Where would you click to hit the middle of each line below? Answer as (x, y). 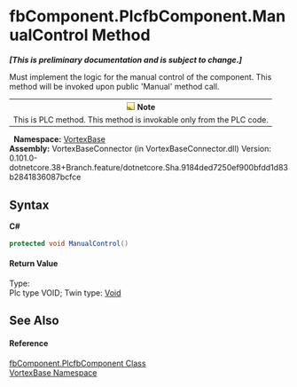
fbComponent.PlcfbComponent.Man (148, 16)
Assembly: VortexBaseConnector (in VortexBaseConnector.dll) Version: (141, 149)
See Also (34, 321)
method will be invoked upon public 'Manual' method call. (114, 86)
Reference (29, 344)
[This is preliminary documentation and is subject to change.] (125, 59)
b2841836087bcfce (45, 177)
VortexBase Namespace (53, 372)
